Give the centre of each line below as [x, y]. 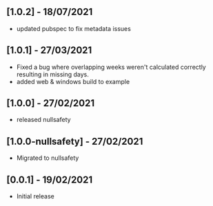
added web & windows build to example [73, 81]
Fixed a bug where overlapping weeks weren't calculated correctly [111, 67]
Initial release [35, 196]
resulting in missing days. [52, 74]
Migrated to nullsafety [48, 158]
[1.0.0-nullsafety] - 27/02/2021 [75, 141]
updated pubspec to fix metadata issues [74, 28]
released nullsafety [43, 120]
